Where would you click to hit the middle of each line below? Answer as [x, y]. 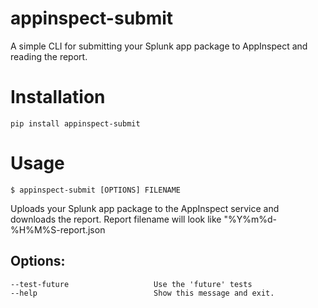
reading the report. [49, 56]
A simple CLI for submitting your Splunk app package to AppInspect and [159, 46]
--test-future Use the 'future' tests [131, 284]
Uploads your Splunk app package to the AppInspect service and [145, 208]
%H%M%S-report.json [58, 229]
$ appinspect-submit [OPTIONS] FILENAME [96, 190]
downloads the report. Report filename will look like [116, 219]
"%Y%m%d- [250, 219]
